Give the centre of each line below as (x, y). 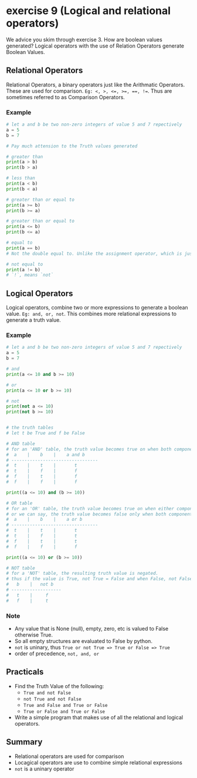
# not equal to (25, 264)
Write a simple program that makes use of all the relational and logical (99, 717)
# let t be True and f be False (45, 433)
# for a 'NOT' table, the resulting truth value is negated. (82, 574)
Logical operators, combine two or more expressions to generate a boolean (97, 308)
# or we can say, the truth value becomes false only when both (86, 514)
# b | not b (30, 585)
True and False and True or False (65, 705)
